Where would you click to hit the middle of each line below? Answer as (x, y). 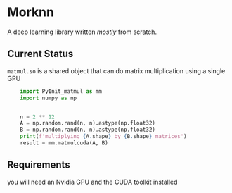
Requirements (39, 165)
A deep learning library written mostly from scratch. (82, 32)
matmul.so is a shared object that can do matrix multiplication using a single (116, 70)
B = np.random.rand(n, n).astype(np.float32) (88, 130)
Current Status (40, 54)
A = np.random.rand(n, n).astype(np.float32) (88, 123)
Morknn (31, 12)
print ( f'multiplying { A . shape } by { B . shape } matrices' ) (104, 137)
